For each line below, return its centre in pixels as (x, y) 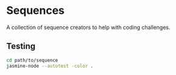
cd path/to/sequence (32, 60)
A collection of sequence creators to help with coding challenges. (89, 27)
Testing (21, 46)
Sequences (36, 11)
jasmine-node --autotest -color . (50, 66)
